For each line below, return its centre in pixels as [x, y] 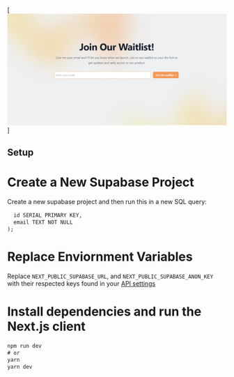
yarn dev [20, 367]
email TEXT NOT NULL [43, 222]
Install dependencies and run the [104, 311]
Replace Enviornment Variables [100, 256]
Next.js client [46, 326]
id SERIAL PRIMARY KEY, [48, 215]
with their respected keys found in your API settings [81, 283]
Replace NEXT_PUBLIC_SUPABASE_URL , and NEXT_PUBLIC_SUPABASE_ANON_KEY [110, 276]
